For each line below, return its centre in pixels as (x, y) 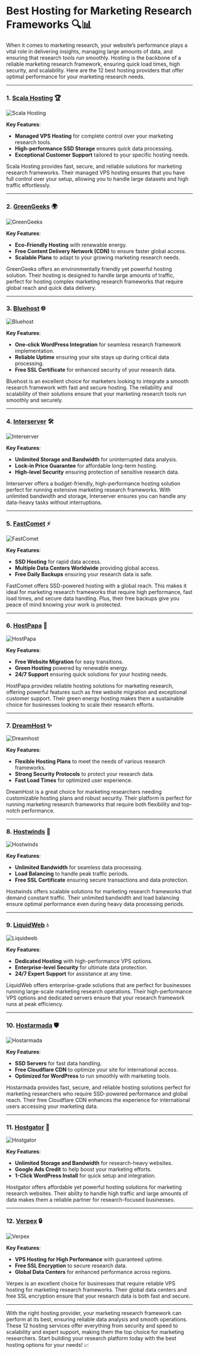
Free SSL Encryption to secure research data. (71, 1265)
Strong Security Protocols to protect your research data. (84, 774)
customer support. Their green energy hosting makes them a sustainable (95, 698)
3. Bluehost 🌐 (26, 308)
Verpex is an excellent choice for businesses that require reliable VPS (91, 1283)
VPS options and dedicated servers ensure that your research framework (95, 998)
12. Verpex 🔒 (24, 1221)
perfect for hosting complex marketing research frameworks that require (95, 281)
